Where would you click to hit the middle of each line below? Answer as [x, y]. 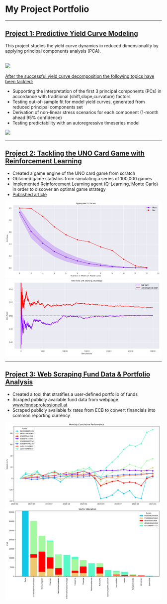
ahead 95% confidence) [37, 118]
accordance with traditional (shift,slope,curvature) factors [71, 96]
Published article [30, 194]
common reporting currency [41, 415]
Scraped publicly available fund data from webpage [65, 399]
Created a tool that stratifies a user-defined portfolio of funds [75, 394]
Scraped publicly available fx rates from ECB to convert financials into [84, 410]
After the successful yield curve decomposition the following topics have [80, 76]
